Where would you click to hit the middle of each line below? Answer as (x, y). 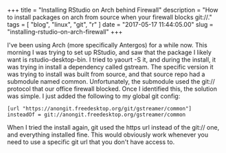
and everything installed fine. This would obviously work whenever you (108, 134)
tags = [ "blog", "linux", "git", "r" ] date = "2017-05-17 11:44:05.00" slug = (111, 24)
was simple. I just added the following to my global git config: (94, 96)
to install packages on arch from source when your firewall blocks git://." (110, 17)
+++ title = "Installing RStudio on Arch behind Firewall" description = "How (113, 10)
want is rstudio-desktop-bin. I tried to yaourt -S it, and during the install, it (112, 60)
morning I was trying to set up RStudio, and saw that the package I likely (109, 52)
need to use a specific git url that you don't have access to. (91, 142)
